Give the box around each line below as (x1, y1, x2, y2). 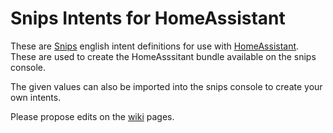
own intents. (10, 91, 62, 103)
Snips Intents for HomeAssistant (10, 7, 286, 30)
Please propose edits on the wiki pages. (10, 110, 175, 122)
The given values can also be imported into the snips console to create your (10, 80, 323, 92)
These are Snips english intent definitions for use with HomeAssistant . (10, 40, 300, 52)
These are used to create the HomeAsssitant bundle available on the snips (10, 50, 317, 62)
